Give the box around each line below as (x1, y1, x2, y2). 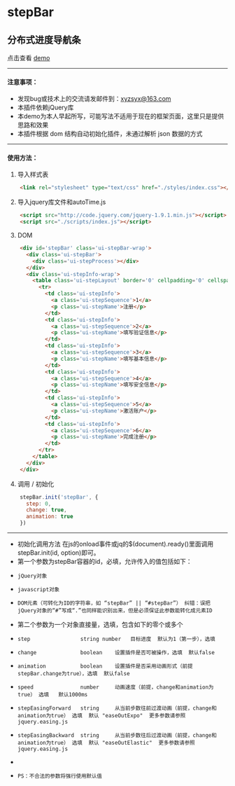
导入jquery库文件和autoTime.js (17, 198, 106, 207)
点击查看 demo (7, 54, 50, 62)
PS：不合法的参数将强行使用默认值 (17, 773, 103, 780)
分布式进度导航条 (7, 34, 81, 46)
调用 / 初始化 (17, 479, 55, 488)
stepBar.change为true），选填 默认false (17, 670, 131, 677)
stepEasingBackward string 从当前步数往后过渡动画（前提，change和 (17, 732, 217, 739)
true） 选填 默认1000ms (17, 691, 88, 698)
